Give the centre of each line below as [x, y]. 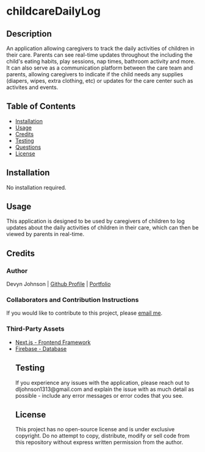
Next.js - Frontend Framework [53, 342]
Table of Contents [41, 106]
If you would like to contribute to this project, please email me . [85, 313]
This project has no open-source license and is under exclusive [95, 429]
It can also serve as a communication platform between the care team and [100, 68]
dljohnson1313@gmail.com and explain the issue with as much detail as [104, 389]
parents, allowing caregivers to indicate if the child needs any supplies [95, 74]
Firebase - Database [41, 348]
